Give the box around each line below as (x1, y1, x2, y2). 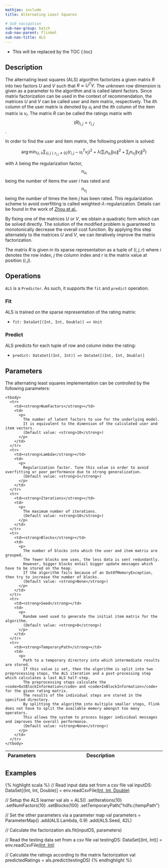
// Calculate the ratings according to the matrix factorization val (5, 851, 136, 857)
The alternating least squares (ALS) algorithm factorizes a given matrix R (5, 76, 155, 83)
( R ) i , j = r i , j (73, 120, 94, 127)
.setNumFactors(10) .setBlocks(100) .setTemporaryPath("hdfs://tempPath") (5, 802, 160, 808)
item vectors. (5, 426, 35, 431)
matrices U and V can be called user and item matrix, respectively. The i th (5, 99, 157, 105)
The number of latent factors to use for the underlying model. (23, 417, 160, 422)
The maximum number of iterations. (23, 509, 97, 514)
